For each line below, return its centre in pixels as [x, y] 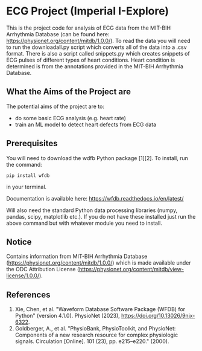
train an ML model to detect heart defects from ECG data [86, 124]
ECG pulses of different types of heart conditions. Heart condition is [91, 60]
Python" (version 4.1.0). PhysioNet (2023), [68, 316]
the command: [24, 164]
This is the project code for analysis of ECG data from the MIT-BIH [89, 28]
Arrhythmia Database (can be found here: [58, 34]
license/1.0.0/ [23, 275]
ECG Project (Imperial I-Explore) [88, 11]
